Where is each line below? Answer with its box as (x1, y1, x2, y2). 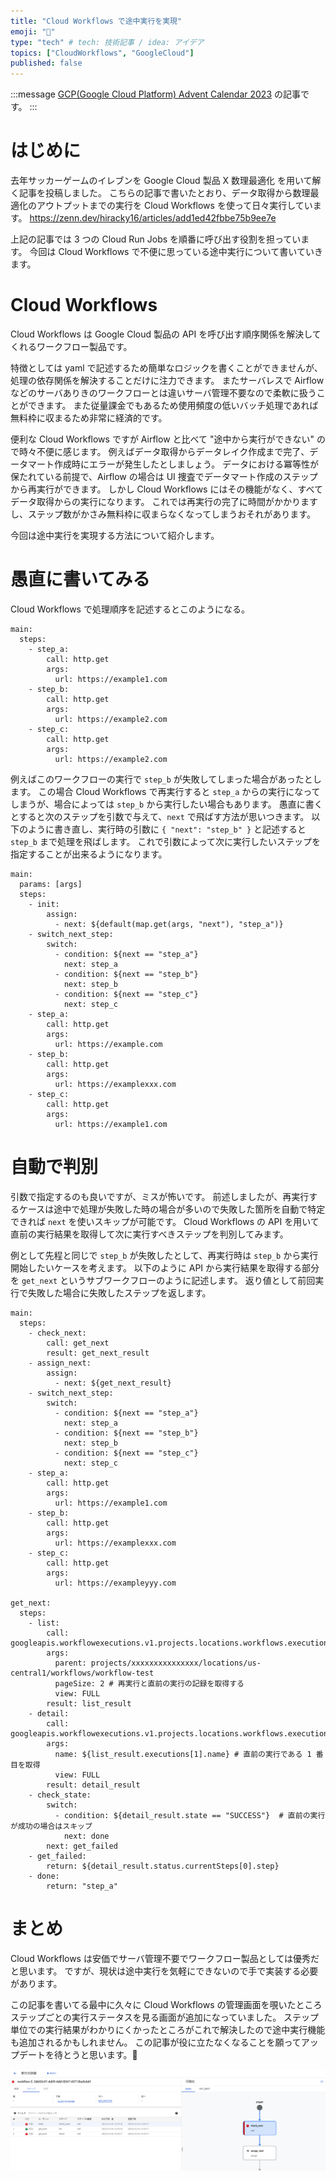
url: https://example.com (54, 1039, 163, 1049)
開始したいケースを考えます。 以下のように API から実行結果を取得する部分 (10, 1261, 320, 1274)
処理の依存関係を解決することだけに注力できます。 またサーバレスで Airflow (10, 375, 325, 386)
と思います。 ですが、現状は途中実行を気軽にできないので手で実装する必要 (10, 1965, 319, 1977)
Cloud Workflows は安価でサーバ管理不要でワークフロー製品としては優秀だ (10, 1952, 320, 1964)
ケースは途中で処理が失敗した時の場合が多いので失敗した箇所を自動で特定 (18, 1203, 326, 1215)
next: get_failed (46, 1841, 118, 1851)
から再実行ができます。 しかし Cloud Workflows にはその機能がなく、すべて (10, 483, 323, 495)
